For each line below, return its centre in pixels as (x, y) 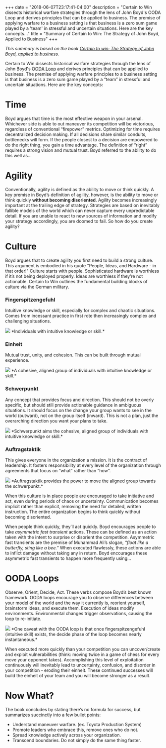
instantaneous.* (21, 640)
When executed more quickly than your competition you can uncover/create (83, 649)
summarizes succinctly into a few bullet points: (53, 715)
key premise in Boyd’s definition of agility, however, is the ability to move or (82, 195)
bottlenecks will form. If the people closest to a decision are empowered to (81, 139)
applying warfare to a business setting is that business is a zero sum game (81, 23)
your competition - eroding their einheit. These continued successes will (79, 670)
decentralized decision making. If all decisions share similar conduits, (76, 134)
